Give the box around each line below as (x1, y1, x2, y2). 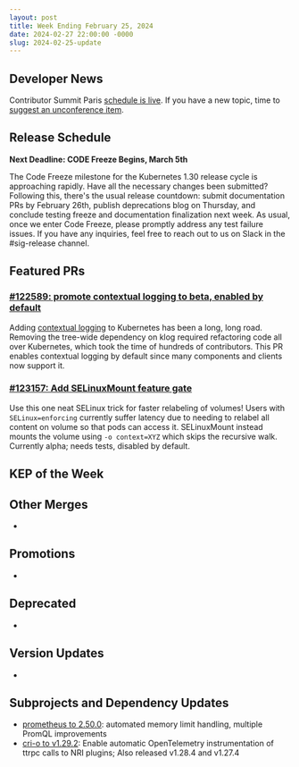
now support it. (9, 359, 65, 371)
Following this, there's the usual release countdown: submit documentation (9, 190, 286, 201)
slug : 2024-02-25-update (9, 38, 102, 47)
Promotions (9, 546, 76, 561)
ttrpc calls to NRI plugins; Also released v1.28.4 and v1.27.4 (21, 747, 240, 758)
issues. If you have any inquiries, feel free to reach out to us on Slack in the (9, 228, 286, 239)
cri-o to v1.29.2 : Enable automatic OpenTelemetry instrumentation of (21, 738, 275, 749)
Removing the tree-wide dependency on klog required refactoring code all (9, 332, 283, 342)
